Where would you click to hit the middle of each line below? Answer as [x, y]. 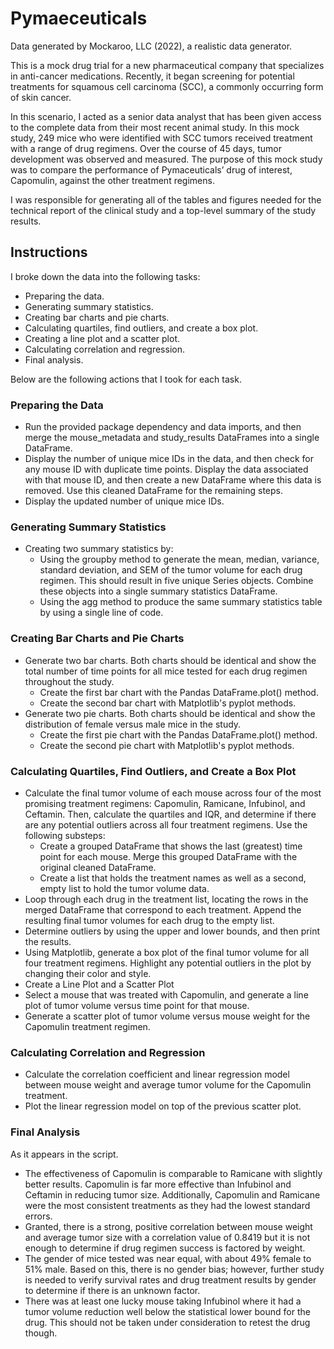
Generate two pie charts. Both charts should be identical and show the [170, 713]
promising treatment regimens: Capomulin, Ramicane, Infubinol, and [165, 803]
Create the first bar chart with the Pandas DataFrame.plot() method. [179, 692]
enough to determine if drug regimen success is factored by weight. [165, 1248]
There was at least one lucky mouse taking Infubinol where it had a [163, 1301]
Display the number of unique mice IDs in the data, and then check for [169, 459]
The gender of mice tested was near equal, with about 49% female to [168, 1258]
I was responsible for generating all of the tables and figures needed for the [166, 199]
